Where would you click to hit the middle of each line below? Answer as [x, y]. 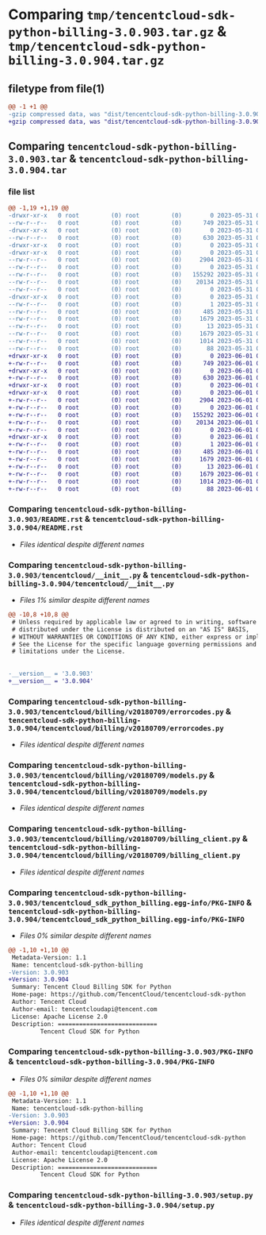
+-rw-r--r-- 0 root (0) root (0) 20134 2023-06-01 [131, 423]
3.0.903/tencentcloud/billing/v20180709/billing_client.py [124, 839]
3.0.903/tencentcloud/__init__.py [74, 575]
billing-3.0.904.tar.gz [86, 61]
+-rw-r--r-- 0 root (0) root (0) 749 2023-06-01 [131, 363]
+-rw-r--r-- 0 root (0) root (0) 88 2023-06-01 [131, 489]
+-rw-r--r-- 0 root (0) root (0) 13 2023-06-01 [131, 466]
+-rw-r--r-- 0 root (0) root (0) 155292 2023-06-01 [131, 415]
